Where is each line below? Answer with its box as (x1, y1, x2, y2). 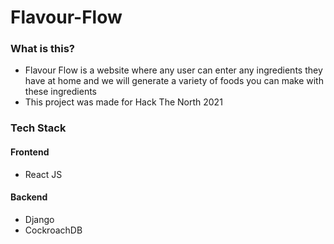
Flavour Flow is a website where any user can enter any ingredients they (24, 64, 323, 76)
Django (24, 213, 55, 225)
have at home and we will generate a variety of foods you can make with (24, 75, 324, 87)
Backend (10, 191, 48, 203)
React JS (24, 168, 63, 180)
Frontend (10, 146, 50, 158)
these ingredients (24, 86, 97, 98)
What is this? (10, 42, 75, 56)
